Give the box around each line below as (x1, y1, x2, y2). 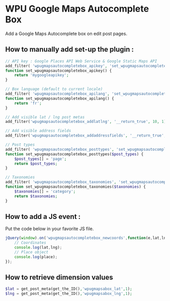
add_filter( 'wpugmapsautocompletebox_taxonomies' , (5, 180, 116, 185)
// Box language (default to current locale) (5, 87, 103, 92)
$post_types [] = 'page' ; (14, 156, 67, 161)
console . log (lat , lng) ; (14, 245, 62, 250)
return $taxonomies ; (14, 193, 58, 199)
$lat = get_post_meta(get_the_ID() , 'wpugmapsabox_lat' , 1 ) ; (5, 286, 133, 291)
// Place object (14, 249, 49, 254)
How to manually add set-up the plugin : (5, 45, 134, 54)
